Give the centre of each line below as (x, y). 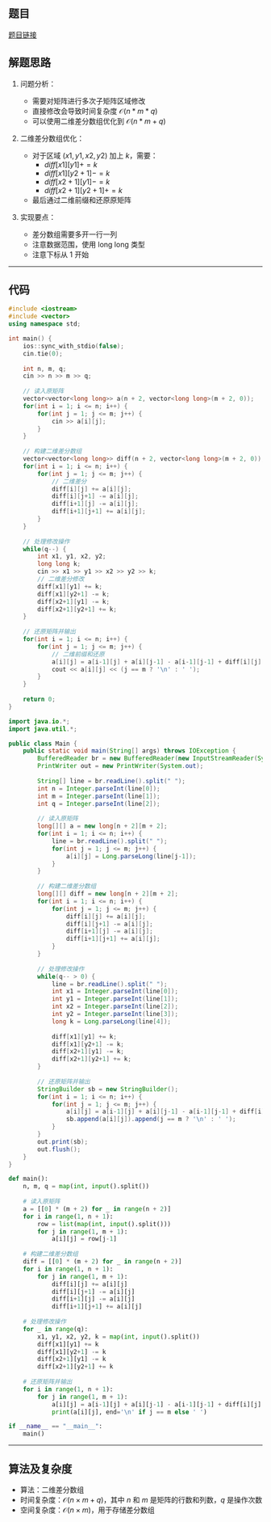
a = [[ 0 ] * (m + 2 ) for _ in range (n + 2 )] (97, 1209)
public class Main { (43, 744)
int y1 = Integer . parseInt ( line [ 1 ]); (115, 999)
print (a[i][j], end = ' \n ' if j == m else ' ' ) (129, 1412)
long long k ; (59, 564)
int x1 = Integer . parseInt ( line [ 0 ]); (115, 992)
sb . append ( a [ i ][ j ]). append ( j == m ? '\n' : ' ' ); (151, 1119)
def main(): (28, 1179)
